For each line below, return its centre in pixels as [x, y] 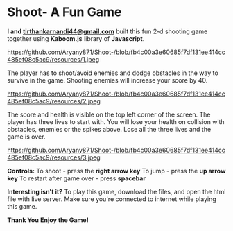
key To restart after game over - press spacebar [77, 178]
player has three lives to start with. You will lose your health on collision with [116, 121]
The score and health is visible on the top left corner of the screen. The [109, 114]
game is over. [26, 137]
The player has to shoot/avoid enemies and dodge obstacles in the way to [113, 73]
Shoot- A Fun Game [64, 12]
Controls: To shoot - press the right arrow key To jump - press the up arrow [116, 171]
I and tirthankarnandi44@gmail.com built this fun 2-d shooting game [107, 31]
